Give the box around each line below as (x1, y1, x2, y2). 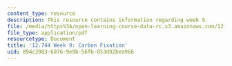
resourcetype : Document (7, 36, 76, 43)
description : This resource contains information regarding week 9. (7, 16, 209, 23)
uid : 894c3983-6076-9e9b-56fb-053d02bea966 (7, 49, 135, 56)
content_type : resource (7, 10, 76, 17)
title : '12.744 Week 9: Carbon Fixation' (7, 42, 128, 49)
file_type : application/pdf (7, 29, 88, 36)
